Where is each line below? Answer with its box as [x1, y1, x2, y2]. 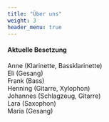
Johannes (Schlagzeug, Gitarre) [7, 91, 101, 100]
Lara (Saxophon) [7, 99, 57, 107]
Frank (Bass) [7, 76, 45, 85]
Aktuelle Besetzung [7, 45, 68, 54]
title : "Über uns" [7, 10, 62, 18]
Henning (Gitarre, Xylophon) [7, 84, 90, 92]
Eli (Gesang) [7, 69, 44, 77]
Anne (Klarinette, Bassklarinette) [7, 61, 103, 70]
